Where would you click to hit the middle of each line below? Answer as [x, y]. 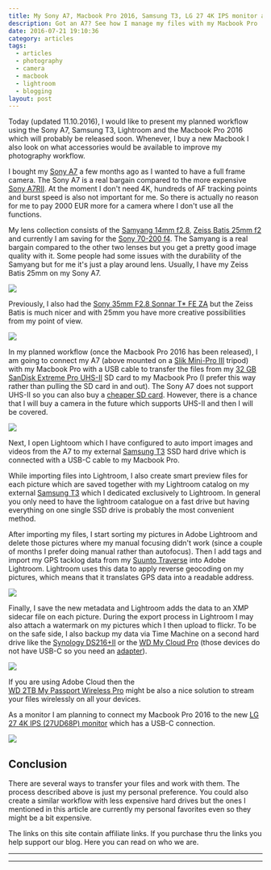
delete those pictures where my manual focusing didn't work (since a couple [135, 543]
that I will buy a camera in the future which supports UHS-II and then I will [131, 403]
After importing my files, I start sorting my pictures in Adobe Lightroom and [133, 534]
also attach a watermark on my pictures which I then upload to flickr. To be [132, 625]
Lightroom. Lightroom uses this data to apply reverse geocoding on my [126, 569]
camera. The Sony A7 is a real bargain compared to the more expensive [127, 180]
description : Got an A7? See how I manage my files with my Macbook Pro [133, 23]
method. [22, 519]
